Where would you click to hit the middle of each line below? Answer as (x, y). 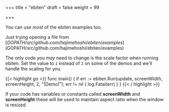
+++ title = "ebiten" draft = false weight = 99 (52, 7)
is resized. (16, 105)
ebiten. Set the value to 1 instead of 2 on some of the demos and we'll (79, 63)
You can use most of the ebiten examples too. (54, 27)
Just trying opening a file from (37, 37)
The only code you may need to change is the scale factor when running (82, 58)
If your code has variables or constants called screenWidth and (73, 94)
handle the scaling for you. (34, 69)
